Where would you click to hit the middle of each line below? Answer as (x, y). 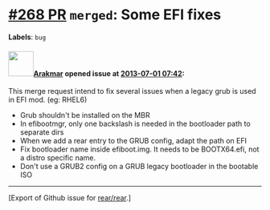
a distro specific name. (58, 158)
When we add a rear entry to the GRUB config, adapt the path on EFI (133, 141)
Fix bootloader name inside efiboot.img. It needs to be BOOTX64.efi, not (139, 149)
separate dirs (42, 132)
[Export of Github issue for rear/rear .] (70, 198)
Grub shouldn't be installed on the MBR (85, 115)
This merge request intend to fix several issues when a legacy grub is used (132, 91)
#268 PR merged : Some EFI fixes (115, 15)
